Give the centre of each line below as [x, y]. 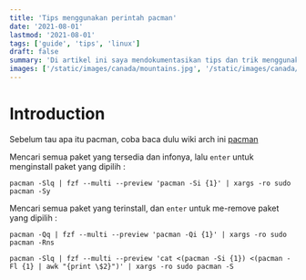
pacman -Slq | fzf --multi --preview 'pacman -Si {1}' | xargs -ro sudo [150, 183]
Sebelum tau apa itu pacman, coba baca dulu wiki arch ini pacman [134, 139]
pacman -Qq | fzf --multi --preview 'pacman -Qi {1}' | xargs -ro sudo [148, 234]
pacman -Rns [32, 243]
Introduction [57, 114]
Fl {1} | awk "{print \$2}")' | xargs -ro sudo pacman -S [122, 266]
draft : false [34, 52]
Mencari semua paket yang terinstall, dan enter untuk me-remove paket [144, 208]
